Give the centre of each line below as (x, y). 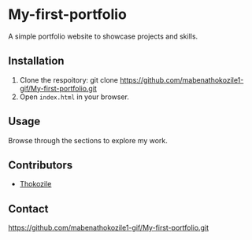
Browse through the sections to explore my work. (88, 140)
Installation (36, 61)
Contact (28, 209)
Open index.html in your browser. (74, 97)
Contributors (41, 165)
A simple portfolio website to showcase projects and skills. (103, 36)
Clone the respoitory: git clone (69, 79)
